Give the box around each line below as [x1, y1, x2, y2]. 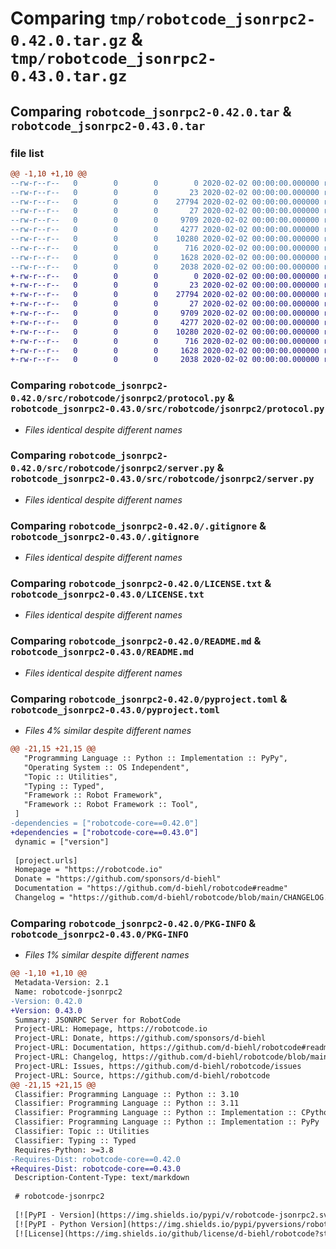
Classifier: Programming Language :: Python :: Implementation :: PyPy [14, 1117, 320, 1127]
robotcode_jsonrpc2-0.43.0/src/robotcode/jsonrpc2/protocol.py [10, 403, 325, 415]
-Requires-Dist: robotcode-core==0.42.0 [10, 1154, 182, 1164]
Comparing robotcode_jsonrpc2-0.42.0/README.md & [10, 634, 262, 648]
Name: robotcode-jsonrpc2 [14, 987, 123, 997]
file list [10, 146, 45, 160]
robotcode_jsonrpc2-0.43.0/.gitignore [10, 531, 200, 542]
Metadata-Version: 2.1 [14, 978, 110, 988]
